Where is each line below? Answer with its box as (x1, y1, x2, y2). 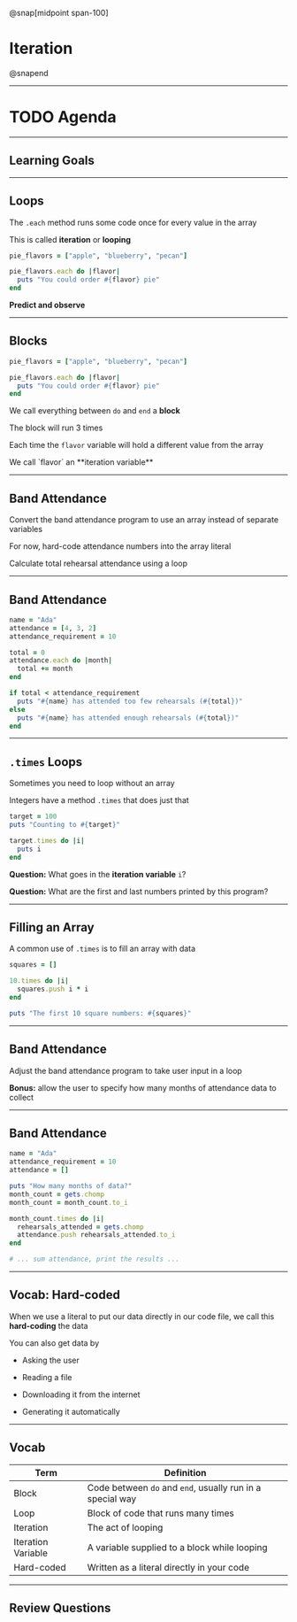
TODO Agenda (9, 107, 117, 127)
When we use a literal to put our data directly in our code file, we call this (9, 1310, 275, 1322)
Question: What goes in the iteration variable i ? (9, 869, 187, 879)
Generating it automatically (21, 1406, 121, 1417)
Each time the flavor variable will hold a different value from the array (9, 440, 263, 451)
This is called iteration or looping (9, 234, 131, 244)
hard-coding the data (9, 1320, 88, 1331)
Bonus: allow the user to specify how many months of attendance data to (9, 1082, 277, 1093)
